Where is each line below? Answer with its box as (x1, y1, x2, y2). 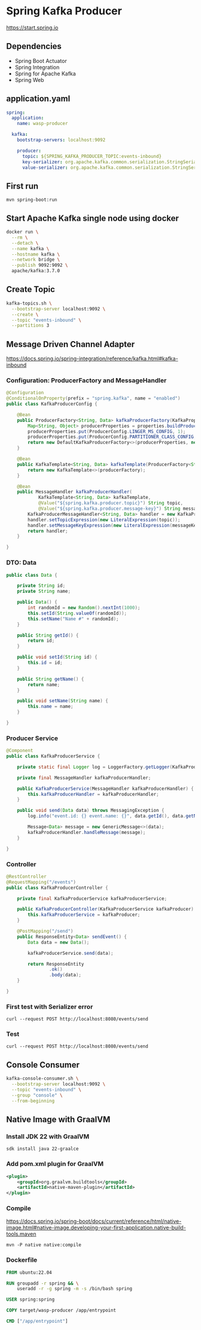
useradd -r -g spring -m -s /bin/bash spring (17, 1286, 133, 1292)
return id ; (28, 638, 55, 644)
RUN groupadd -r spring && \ (6, 1280, 79, 1286)
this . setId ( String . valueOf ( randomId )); (28, 610, 127, 616)
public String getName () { (17, 676, 84, 682)
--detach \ (11, 240, 39, 246)
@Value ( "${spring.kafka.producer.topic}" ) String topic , (38, 500, 184, 506)
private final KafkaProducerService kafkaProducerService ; (17, 896, 167, 902)
